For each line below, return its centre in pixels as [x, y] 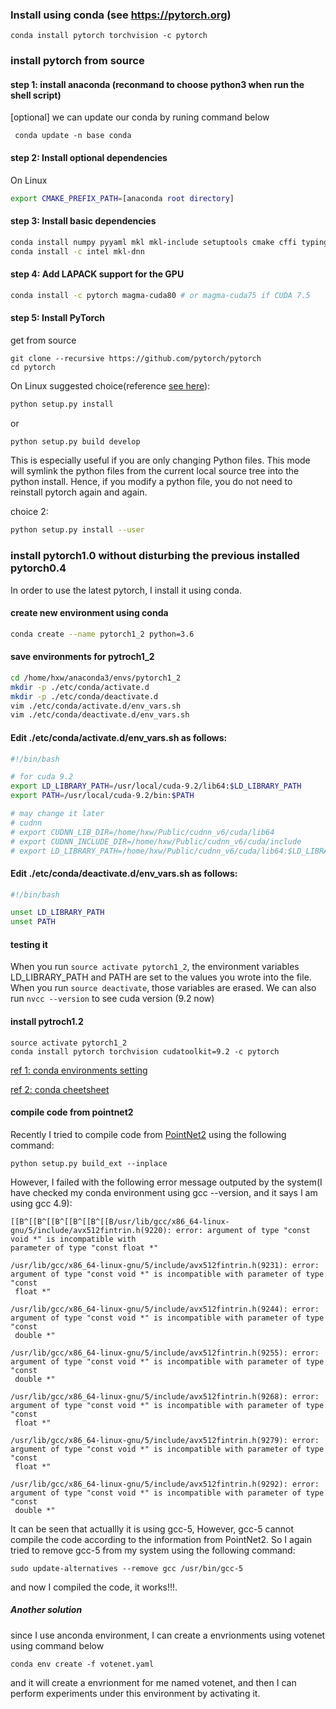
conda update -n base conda [73, 136]
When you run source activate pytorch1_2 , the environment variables [155, 967]
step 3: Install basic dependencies [83, 221]
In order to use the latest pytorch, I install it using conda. [126, 590]
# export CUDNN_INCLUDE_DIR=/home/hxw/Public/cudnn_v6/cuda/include [156, 841]
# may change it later [57, 814]
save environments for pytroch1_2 [82, 657]
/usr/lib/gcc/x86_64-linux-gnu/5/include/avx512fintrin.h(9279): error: [165, 1440]
